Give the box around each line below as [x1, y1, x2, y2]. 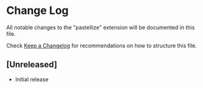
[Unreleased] [6, 59, 58, 70]
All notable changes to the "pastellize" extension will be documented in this [6, 24, 195, 31]
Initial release [15, 75, 49, 83]
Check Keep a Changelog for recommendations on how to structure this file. [6, 42, 198, 49]
